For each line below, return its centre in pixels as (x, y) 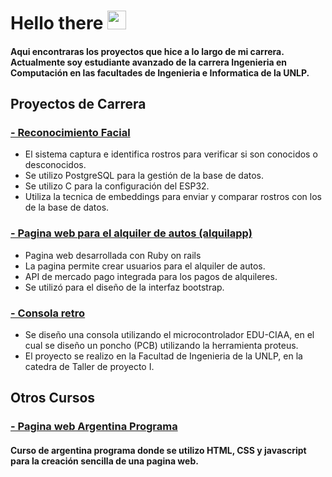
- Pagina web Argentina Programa (94, 427)
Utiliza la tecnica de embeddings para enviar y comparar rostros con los (173, 197)
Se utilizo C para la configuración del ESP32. (117, 186)
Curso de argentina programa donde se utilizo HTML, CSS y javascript (158, 450)
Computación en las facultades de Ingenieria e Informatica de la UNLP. (160, 72)
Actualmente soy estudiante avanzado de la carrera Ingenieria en (148, 62)
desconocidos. (55, 165)
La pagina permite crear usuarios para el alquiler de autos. (145, 266)
